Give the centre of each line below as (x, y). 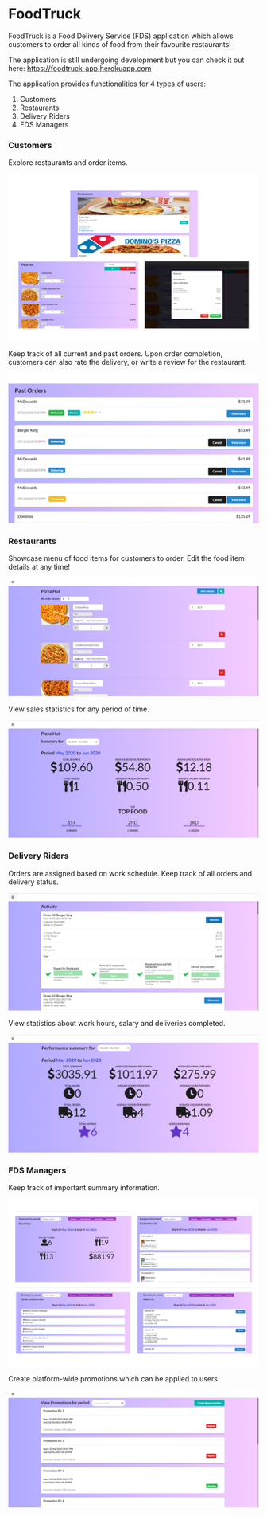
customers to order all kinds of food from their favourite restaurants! (120, 44)
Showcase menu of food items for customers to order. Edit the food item (126, 558)
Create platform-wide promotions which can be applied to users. (114, 1379)
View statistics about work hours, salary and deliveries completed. (117, 1023)
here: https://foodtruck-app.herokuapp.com (80, 68)
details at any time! (39, 567)
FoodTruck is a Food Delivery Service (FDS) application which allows (121, 36)
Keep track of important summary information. (84, 1188)
